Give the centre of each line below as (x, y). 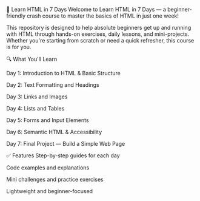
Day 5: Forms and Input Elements (48, 120)
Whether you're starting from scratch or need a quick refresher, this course (100, 40)
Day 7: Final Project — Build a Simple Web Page (66, 144)
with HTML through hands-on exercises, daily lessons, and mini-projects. (98, 34)
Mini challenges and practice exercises (55, 179)
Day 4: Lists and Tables (35, 108)
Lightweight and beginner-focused (49, 191)
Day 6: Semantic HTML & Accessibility (54, 132)
